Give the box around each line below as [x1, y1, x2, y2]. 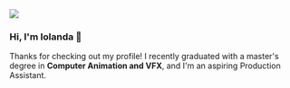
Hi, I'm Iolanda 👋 [9, 31, 82, 43]
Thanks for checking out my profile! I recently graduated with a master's [9, 51, 279, 62]
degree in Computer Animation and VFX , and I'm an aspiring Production [9, 60, 281, 71]
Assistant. [9, 70, 47, 81]
